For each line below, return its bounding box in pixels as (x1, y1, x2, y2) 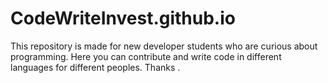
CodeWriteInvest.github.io (10, 7, 236, 30)
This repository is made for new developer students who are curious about (10, 40, 318, 52)
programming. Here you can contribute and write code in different (10, 50, 282, 62)
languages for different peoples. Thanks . (10, 61, 181, 73)
